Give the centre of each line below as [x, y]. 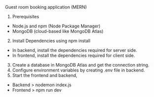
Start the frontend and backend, [45, 75]
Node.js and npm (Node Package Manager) [56, 26]
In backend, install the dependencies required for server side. [75, 50]
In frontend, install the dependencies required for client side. [74, 55]
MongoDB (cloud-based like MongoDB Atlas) [58, 31]
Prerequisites [26, 16]
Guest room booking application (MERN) [46, 7]
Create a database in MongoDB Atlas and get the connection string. [81, 65]
